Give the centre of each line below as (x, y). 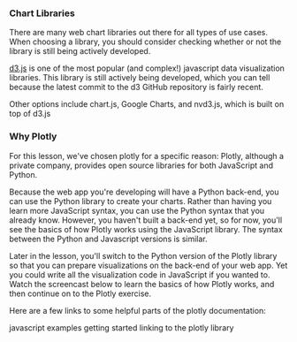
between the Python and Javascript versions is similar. (108, 239)
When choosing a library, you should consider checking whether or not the (145, 42)
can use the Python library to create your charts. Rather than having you (141, 201)
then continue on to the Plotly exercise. (80, 293)
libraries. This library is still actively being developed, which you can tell (140, 78)
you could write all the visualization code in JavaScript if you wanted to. (140, 274)
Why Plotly (33, 137)
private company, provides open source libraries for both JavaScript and (141, 165)
